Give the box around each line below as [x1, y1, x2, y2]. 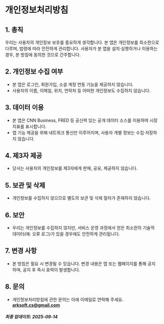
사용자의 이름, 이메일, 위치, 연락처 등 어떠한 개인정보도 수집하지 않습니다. [12, 87, 151, 93]
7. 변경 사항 [5, 246, 37, 255]
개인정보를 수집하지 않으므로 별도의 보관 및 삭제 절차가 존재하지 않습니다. [12, 195, 151, 201]
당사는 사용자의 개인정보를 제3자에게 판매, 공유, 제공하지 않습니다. [12, 165, 138, 171]
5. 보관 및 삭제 [5, 181, 46, 189]
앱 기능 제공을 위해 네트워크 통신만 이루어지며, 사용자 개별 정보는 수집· [12, 130, 145, 135]
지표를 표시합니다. [12, 123, 47, 129]
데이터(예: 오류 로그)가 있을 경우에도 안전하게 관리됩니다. [12, 231, 120, 237]
